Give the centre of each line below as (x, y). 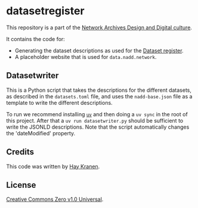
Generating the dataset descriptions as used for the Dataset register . (99, 50)
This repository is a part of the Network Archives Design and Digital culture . (99, 27)
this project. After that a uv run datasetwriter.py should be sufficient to (95, 120)
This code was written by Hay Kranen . (53, 166)
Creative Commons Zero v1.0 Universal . (55, 199)
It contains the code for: (36, 39)
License (21, 185)
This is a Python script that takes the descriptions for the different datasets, (99, 90)
